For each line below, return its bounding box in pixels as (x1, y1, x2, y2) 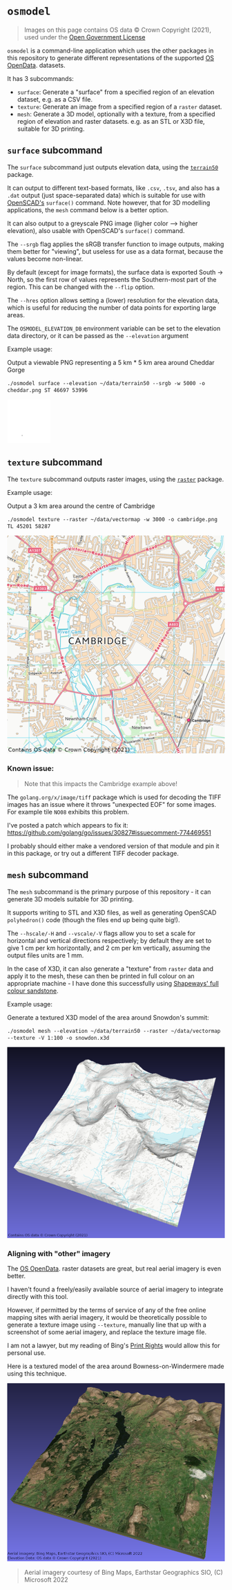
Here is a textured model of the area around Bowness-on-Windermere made (7, 1362, 224, 1371)
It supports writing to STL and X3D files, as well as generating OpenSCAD (7, 908, 217, 917)
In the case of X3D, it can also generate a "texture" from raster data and (7, 964, 214, 973)
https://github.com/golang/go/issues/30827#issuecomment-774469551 (7, 828, 212, 836)
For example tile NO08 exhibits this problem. (7, 807, 129, 816)
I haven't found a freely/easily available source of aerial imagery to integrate (7, 1285, 224, 1293)
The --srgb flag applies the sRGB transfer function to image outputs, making (7, 240, 224, 248)
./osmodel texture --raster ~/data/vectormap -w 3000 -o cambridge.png (7, 516, 217, 523)
